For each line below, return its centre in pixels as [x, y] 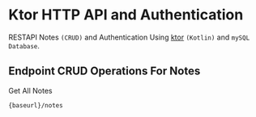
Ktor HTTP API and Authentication [126, 15]
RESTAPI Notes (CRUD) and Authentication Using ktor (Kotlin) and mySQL [129, 37]
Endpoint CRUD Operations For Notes [105, 71]
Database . [24, 45]
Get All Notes [30, 90]
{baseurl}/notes [36, 105]
